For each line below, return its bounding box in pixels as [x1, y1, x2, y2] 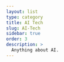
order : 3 [6, 36, 28, 42]
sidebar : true [6, 31, 41, 37]
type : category [6, 14, 43, 20]
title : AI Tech [6, 19, 43, 25]
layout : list [6, 8, 38, 15]
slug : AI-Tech [6, 25, 41, 31]
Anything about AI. [11, 47, 59, 53]
